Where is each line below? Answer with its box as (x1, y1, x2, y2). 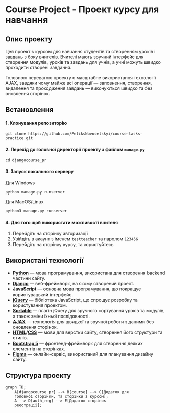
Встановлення (5, 106, 54, 114)
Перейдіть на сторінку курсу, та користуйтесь (12, 241, 114, 248)
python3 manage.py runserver (5, 208, 67, 213)
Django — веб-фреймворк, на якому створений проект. (12, 281, 134, 287)
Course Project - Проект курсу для (5, 4, 159, 15)
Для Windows (5, 180, 35, 186)
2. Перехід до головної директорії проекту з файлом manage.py (5, 147, 145, 153)
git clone (5, 131, 27, 136)
